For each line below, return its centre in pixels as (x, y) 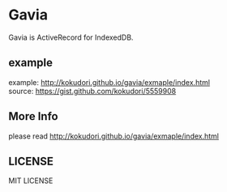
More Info (33, 116)
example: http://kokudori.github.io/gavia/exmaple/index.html (109, 82)
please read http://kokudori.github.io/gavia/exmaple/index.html (113, 136)
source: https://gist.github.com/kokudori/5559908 (92, 91)
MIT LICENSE (31, 181)
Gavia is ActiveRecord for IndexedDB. (71, 37)
